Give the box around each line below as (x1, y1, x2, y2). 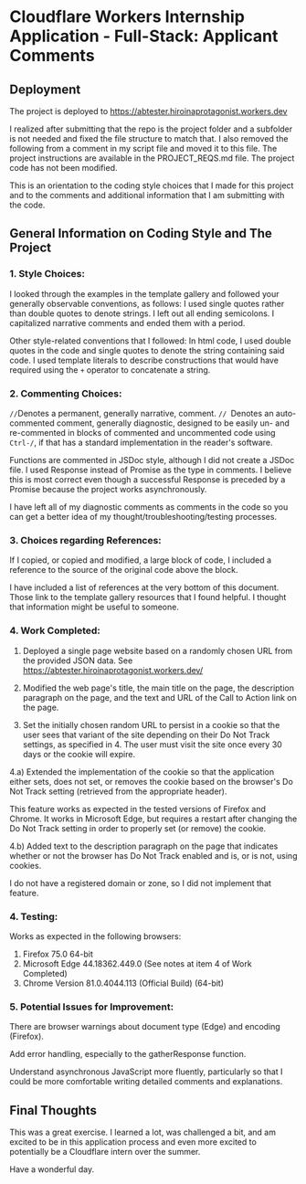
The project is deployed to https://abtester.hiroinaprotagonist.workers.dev (9, 106, 288, 116)
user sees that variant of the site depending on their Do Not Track (22, 729, 270, 740)
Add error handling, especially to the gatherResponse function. (9, 1049, 247, 1060)
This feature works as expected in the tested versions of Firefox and (9, 803, 267, 814)
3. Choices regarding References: (9, 534, 162, 546)
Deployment (9, 81, 81, 97)
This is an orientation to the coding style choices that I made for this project (9, 180, 294, 191)
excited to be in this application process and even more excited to (9, 1136, 258, 1147)
